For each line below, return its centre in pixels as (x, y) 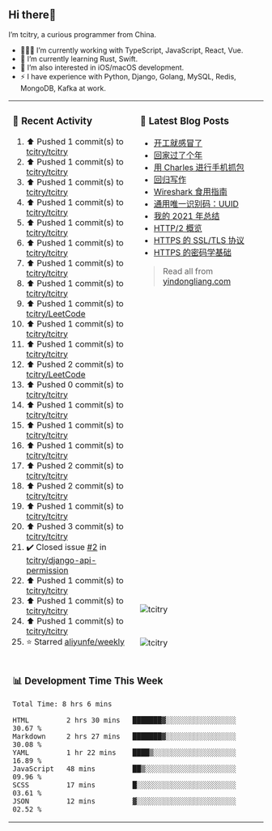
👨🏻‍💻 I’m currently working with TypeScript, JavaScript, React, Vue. (132, 50)
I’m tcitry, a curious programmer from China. (82, 34)
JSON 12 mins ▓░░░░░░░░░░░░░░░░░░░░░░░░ (124, 801)
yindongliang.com (197, 281)
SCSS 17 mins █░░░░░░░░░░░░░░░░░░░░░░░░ (124, 785)
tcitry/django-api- (62, 560)
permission (47, 570)
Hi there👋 (32, 15)
